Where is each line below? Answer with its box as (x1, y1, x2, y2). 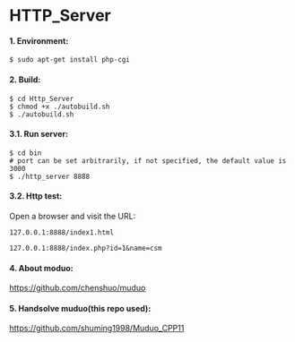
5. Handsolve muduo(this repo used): (9, 303, 152, 313)
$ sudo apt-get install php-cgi (9, 56, 130, 64)
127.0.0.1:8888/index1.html (9, 228, 115, 237)
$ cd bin (9, 149, 42, 158)
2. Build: (9, 73, 41, 85)
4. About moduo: (9, 262, 74, 273)
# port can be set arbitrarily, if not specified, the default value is (9, 156, 287, 166)
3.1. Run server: (9, 129, 69, 140)
